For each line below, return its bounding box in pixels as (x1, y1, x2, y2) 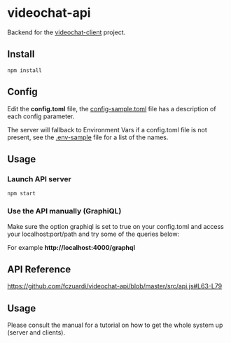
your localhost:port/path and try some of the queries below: (7, 230, 180, 238)
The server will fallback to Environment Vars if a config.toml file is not (7, 125, 208, 134)
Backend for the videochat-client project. (7, 28, 126, 36)
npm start (7, 190, 36, 197)
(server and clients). (7, 328, 65, 337)
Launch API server (7, 174, 71, 183)
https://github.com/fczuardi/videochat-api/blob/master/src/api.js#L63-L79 (7, 282, 223, 290)
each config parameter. (7, 112, 75, 120)
